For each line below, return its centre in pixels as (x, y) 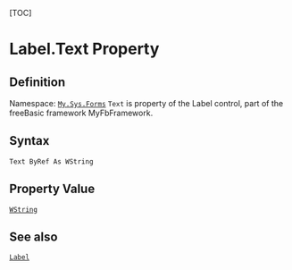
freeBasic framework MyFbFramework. (81, 113)
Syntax (29, 141)
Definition (37, 82)
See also (33, 237)
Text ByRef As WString (51, 161)
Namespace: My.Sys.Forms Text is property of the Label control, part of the (146, 103)
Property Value (52, 189)
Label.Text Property (84, 49)
